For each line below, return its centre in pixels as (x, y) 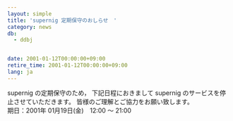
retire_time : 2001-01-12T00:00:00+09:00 (68, 65)
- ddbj (23, 40)
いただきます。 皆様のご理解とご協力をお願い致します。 (113, 101)
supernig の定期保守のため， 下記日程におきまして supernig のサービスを (114, 93)
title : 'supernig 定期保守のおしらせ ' (62, 20)
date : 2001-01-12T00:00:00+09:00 (56, 59)
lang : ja (20, 72)
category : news (30, 27)
